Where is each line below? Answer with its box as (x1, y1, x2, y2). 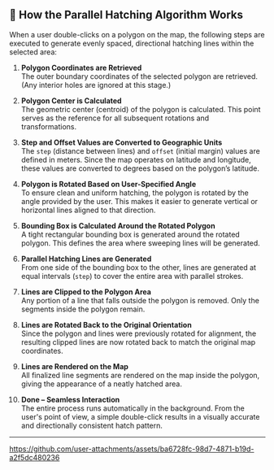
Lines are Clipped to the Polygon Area (20, 286, 151, 297)
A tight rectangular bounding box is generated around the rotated (20, 229, 241, 239)
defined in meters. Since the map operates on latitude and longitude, (20, 154, 251, 164)
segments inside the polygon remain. (20, 304, 146, 314)
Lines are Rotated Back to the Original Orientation (20, 320, 192, 329)
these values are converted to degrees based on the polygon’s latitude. (20, 163, 259, 173)
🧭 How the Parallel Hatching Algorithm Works (9, 8, 243, 22)
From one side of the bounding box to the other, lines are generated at (20, 262, 257, 272)
